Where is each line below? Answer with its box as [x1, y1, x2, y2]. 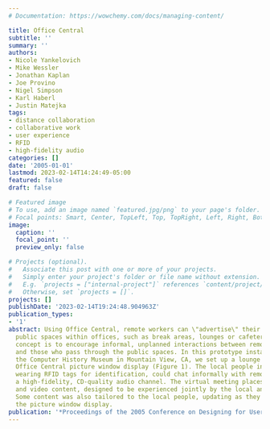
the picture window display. [15, 400, 113, 408]
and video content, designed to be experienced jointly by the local [15, 385, 253, 394]
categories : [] [8, 154, 59, 162]
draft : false [8, 184, 52, 192]
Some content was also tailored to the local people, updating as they [15, 393, 261, 401]
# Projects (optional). [8, 258, 88, 266]
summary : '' [8, 41, 48, 49]
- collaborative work [8, 124, 81, 132]
